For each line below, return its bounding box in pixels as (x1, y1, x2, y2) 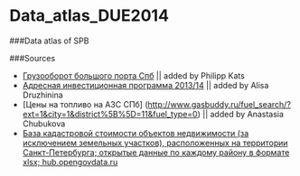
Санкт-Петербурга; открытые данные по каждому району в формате (22, 146, 290, 158)
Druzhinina (22, 89, 63, 100)
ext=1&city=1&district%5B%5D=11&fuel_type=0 (22, 108, 198, 119)
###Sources (9, 52, 56, 63)
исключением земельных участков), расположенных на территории (22, 137, 288, 148)
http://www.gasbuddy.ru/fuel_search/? (147, 98, 292, 109)
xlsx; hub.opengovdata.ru (22, 156, 118, 167)
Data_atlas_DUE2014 (9, 5, 170, 26)
